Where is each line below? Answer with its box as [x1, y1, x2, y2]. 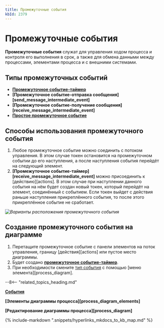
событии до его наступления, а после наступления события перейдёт [12, 158, 159, 164]
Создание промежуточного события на [5, 223, 133, 232]
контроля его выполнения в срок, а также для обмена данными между [5, 54, 154, 60]
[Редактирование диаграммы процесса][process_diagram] [5, 307, 133, 313]
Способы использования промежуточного [5, 127, 143, 135]
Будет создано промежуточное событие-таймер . [12, 259, 119, 265]
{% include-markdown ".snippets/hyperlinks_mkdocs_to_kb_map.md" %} [5, 317, 153, 323]
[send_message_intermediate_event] [12, 97, 90, 103]
